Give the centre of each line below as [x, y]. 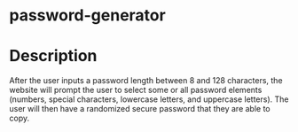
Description [53, 56]
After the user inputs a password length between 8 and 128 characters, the [146, 81]
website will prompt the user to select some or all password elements [136, 90]
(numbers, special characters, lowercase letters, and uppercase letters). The [149, 99]
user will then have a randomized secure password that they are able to [140, 109]
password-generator [87, 16]
